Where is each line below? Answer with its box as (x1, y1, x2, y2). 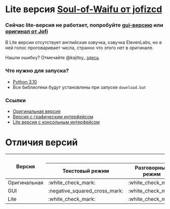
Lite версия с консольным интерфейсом (12, 119, 100, 125)
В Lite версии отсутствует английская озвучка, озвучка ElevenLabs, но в (5, 39, 162, 46)
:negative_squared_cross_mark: (48, 187, 123, 194)
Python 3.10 (12, 78, 37, 85)
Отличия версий (5, 137, 78, 148)
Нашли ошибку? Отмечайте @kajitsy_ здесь (5, 55, 100, 61)
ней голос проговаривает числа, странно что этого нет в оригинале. (5, 45, 154, 51)
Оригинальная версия (12, 108, 61, 114)
